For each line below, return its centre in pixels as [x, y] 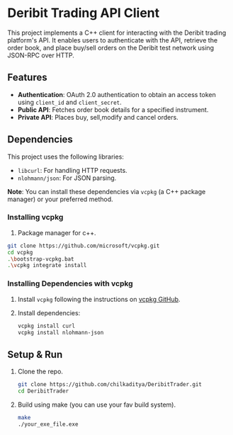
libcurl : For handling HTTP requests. [72, 170]
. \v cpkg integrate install [47, 266]
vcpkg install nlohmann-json [61, 332]
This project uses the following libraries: [66, 157]
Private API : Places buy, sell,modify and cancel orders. [98, 117]
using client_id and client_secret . [69, 102]
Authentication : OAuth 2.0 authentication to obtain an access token [116, 94]
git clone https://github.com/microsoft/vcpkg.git [84, 246]
